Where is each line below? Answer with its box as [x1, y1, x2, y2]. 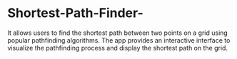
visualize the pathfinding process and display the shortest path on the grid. [7, 43, 228, 52]
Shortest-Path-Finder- [7, 5, 144, 21]
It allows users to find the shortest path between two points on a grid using [7, 28, 228, 37]
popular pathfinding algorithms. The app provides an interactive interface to [7, 36, 231, 44]
